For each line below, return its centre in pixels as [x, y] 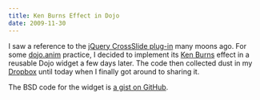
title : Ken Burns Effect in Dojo [64, 16]
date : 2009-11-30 [37, 23]
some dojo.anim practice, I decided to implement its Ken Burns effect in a [129, 54]
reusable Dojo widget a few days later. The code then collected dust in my [130, 63]
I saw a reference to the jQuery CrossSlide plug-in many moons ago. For [127, 46]
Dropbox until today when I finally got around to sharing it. [104, 71]
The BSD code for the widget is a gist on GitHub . [88, 87]
